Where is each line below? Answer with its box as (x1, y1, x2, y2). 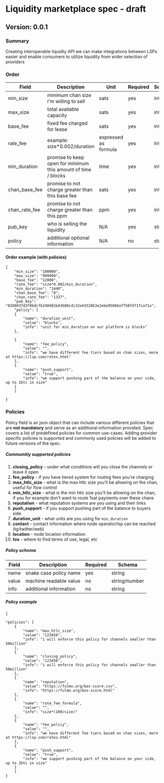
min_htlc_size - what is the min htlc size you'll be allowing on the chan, (12, 489, 156, 495)
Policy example (5, 599, 37, 605)
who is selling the (47, 220, 87, 227)
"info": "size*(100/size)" (23, 709, 78, 714)
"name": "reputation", (23, 679, 69, 685)
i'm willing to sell (47, 98, 85, 105)
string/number (111, 577, 144, 584)
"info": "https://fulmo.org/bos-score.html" (23, 688, 115, 693)
